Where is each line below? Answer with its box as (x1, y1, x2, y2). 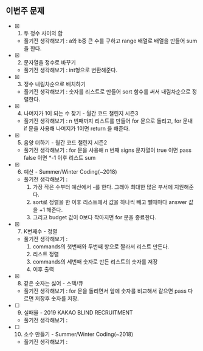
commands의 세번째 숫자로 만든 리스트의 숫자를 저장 (32, 257, 158, 265)
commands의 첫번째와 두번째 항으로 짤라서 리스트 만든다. (32, 242, 170, 250)
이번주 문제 (5, 5, 45, 16)
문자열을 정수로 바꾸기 (23, 58, 77, 66)
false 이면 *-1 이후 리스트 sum (23, 154, 96, 161)
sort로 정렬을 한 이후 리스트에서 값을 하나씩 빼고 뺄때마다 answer (32, 198, 188, 205)
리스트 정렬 (32, 250, 59, 257)
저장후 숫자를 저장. (35, 295, 80, 302)
